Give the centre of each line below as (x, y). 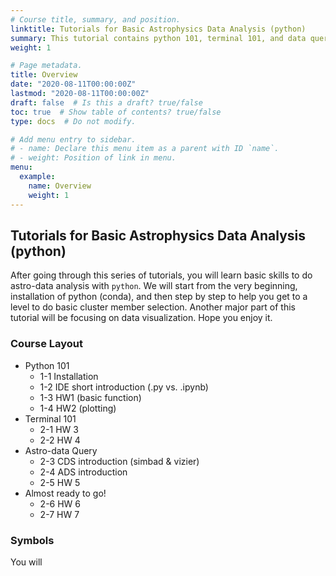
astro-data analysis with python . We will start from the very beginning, (154, 286)
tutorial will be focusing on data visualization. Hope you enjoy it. (141, 318)
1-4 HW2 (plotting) (78, 408)
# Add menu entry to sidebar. (73, 139)
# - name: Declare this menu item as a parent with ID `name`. (145, 149)
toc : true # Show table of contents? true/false (116, 112)
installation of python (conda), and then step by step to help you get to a (159, 297)
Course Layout (46, 344)
